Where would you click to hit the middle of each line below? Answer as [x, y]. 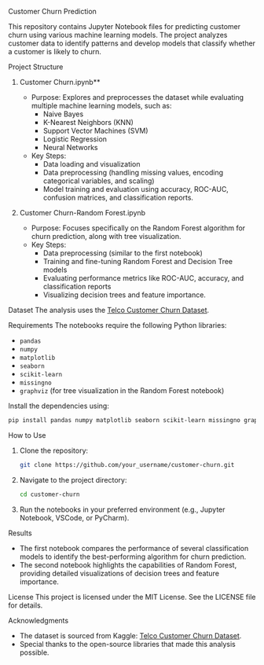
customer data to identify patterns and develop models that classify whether [132, 43]
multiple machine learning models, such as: [101, 106]
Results [20, 533]
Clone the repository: [54, 450]
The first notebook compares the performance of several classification [134, 548]
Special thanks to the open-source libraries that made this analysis [127, 644]
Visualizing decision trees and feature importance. [125, 295]
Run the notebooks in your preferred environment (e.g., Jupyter [122, 509]
